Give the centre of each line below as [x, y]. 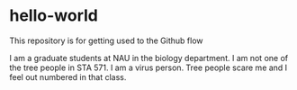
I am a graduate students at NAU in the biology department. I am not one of [149, 58]
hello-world [54, 16]
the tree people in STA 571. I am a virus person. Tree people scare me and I [148, 67]
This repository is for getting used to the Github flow [107, 40]
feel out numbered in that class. [68, 76]
